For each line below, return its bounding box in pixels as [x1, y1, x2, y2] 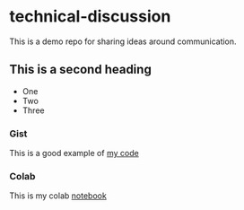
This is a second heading [9, 62, 152, 77]
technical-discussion [9, 6, 171, 27]
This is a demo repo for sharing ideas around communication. [9, 36, 237, 47]
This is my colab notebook [9, 190, 108, 201]
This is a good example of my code [9, 148, 139, 159]
